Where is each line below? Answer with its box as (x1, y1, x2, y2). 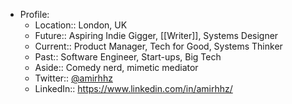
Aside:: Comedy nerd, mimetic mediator (34, 62, 199, 73)
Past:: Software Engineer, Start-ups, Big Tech (34, 51, 222, 63)
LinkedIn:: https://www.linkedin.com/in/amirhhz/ (34, 83, 233, 94)
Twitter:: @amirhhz (34, 72, 113, 84)
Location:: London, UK (34, 19, 128, 31)
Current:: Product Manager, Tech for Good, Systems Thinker (34, 40, 283, 52)
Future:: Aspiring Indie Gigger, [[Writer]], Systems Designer (34, 30, 279, 41)
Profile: (19, 9, 50, 20)
